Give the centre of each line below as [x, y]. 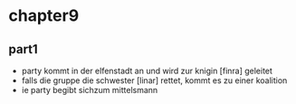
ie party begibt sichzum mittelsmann [90, 90]
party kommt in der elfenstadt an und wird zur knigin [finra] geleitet [147, 71]
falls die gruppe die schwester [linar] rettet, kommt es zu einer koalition [154, 80]
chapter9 [44, 16]
